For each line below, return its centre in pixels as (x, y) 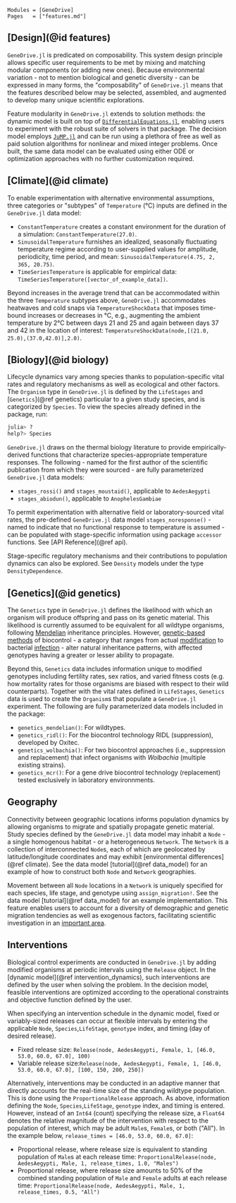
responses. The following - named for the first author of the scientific (108, 462)
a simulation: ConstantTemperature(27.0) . (77, 234)
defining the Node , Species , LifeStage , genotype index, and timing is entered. (116, 1106)
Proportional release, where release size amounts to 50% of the (110, 1170)
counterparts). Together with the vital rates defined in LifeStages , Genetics (116, 691)
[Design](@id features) (59, 38)
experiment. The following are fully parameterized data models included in (115, 706)
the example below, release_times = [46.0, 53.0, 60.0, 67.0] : (100, 1135)
